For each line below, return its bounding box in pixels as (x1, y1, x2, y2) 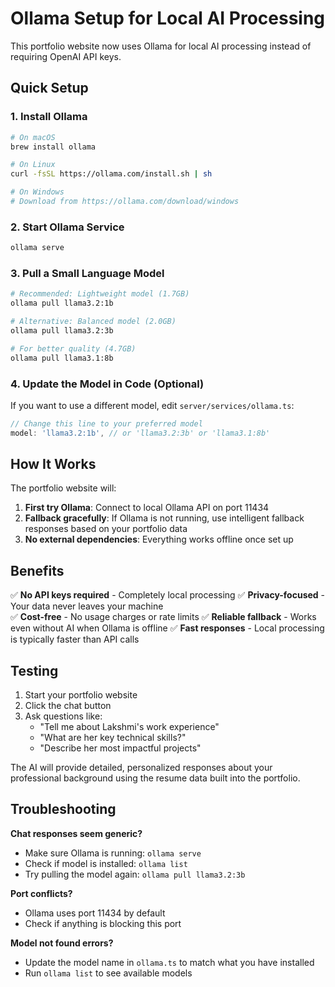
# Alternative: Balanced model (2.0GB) (10, 317, 177, 327)
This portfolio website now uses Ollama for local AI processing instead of (10, 40, 312, 52)
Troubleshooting (10, 801, 117, 818)
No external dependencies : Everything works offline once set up (24, 533, 294, 546)
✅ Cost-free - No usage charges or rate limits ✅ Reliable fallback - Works (10, 611, 317, 623)
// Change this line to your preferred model (10, 418, 203, 429)
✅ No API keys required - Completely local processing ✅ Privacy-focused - (10, 589, 326, 601)
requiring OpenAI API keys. (10, 50, 122, 62)
